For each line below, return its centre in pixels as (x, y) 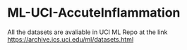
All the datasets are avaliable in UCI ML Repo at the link (88, 32)
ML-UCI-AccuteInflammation (94, 13)
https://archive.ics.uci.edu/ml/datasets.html (71, 39)
